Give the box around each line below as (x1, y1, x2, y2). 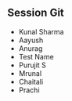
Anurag (18, 43, 43, 53)
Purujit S (18, 60, 46, 70)
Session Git (7, 6, 64, 20)
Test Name (18, 52, 54, 61)
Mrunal (18, 68, 42, 78)
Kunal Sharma (18, 27, 64, 36)
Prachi (18, 85, 40, 95)
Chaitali (18, 77, 44, 86)
